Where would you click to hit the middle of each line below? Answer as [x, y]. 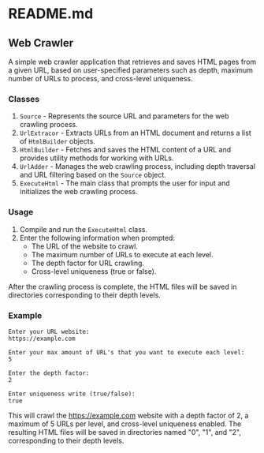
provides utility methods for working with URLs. [97, 158]
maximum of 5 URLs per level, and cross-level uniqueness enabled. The [125, 424]
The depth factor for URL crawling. [87, 263]
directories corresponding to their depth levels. [85, 295]
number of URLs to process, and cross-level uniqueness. [100, 79]
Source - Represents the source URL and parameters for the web [125, 116]
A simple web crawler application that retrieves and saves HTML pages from [132, 62]
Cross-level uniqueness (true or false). [94, 271]
